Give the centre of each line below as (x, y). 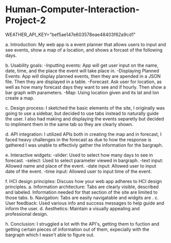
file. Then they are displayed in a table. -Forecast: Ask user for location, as (83, 82)
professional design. (27, 214)
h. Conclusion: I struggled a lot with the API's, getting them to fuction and (82, 224)
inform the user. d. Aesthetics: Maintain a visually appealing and (72, 208)
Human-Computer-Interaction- (72, 9)
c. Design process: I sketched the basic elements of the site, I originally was (85, 108)
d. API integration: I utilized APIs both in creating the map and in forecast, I (83, 134)
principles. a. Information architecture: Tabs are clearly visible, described (82, 187)
